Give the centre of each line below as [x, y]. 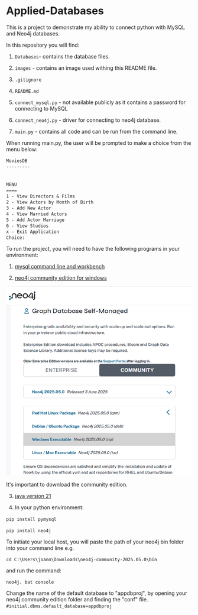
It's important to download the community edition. [67, 484]
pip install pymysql [32, 519]
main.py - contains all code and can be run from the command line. [96, 131]
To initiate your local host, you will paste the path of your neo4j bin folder [95, 542]
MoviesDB [17, 161]
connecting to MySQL [41, 108]
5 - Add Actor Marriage [35, 220]
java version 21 [33, 496]
